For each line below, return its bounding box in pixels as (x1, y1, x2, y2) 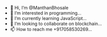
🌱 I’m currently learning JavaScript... (10, 15, 87, 21)
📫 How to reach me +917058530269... (10, 26, 92, 32)
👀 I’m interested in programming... (10, 10, 82, 16)
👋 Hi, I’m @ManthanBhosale (10, 5, 69, 10)
